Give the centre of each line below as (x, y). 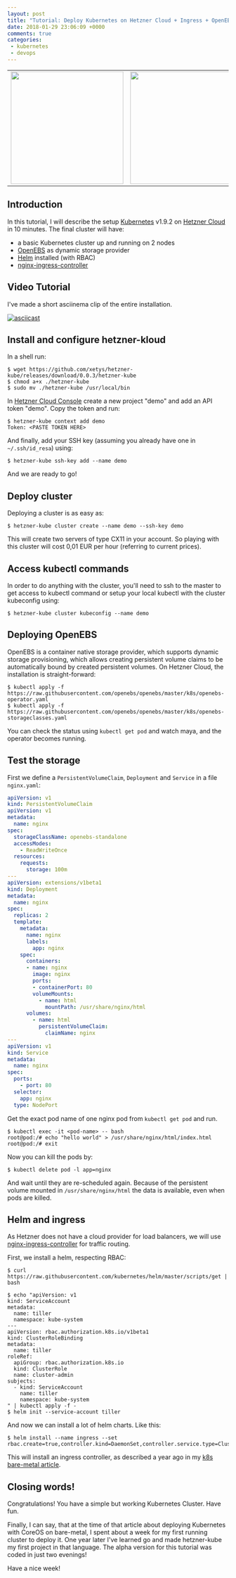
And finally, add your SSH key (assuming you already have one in (101, 441)
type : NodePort (36, 1105)
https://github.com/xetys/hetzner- (81, 370)
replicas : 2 (31, 916)
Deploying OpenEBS (52, 635)
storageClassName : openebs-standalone (71, 837)
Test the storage (44, 761)
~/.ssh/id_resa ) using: (40, 448)
